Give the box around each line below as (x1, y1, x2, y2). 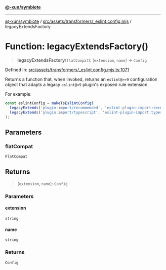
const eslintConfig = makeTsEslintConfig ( (5, 101, 94, 106)
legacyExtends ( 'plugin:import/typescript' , (9, 110, 100, 115)
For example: (5, 91, 32, 97)
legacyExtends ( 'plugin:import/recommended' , (9, 105, 103, 110)
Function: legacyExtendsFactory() (5, 41, 149, 52)
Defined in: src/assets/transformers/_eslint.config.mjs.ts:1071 (5, 67, 129, 73)
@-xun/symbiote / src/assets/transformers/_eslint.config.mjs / (5, 18, 132, 24)
